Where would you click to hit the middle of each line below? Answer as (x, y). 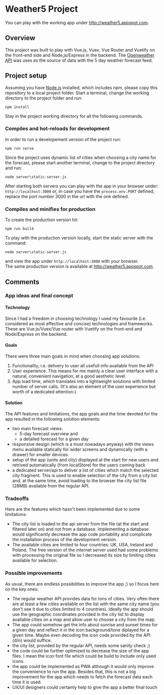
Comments (22, 282)
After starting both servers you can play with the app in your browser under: (82, 186)
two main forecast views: (37, 429)
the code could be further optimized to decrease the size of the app (81, 650)
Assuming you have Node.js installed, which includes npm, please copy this (82, 87)
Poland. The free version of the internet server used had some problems (85, 550)
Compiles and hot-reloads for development (58, 129)
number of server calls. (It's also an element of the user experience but (84, 386)
